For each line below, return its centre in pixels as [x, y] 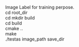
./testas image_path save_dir [35, 39]
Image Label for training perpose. [40, 7]
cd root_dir [16, 12]
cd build [14, 23]
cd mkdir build [20, 18]
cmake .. [14, 28]
